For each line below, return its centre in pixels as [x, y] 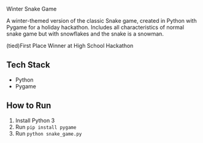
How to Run [29, 106]
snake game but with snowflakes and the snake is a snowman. [85, 34]
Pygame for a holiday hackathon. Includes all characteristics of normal [95, 27]
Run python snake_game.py [48, 133]
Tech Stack [28, 65]
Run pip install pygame [46, 127]
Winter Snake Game [32, 9]
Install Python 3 [35, 120]
